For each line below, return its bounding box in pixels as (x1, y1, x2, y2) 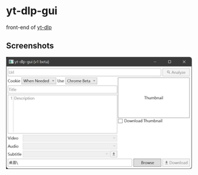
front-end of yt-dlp (6, 24, 52, 31)
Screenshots (6, 41, 54, 51)
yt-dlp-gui (6, 4, 58, 18)
